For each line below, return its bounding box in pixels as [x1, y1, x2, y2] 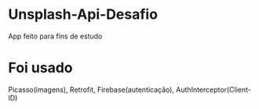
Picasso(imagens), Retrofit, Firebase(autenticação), [8, 85, 175, 94]
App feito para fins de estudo [8, 31, 103, 41]
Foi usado [8, 59, 73, 77]
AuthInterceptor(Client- [176, 85, 251, 94]
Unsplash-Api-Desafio [8, 5, 159, 24]
